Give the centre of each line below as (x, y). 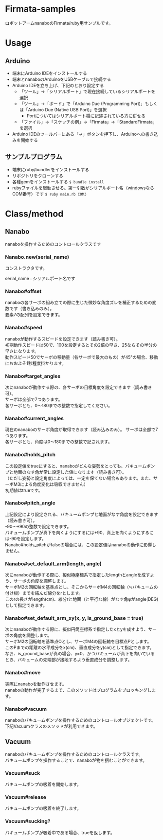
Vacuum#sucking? (28, 822)
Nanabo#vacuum (26, 709)
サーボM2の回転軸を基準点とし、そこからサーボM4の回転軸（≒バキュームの (81, 587)
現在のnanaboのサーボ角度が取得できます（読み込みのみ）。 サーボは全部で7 (81, 429)
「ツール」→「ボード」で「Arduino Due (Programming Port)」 (82, 104)
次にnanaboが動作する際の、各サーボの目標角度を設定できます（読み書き (79, 387)
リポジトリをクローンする (38, 176)
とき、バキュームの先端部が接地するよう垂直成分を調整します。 (69, 660)
